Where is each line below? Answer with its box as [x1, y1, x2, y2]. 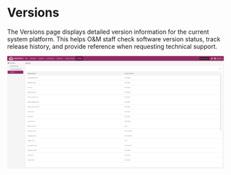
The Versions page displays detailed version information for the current [7, 28, 210, 36]
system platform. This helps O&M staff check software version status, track [7, 34, 221, 43]
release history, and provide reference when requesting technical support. [7, 42, 218, 50]
